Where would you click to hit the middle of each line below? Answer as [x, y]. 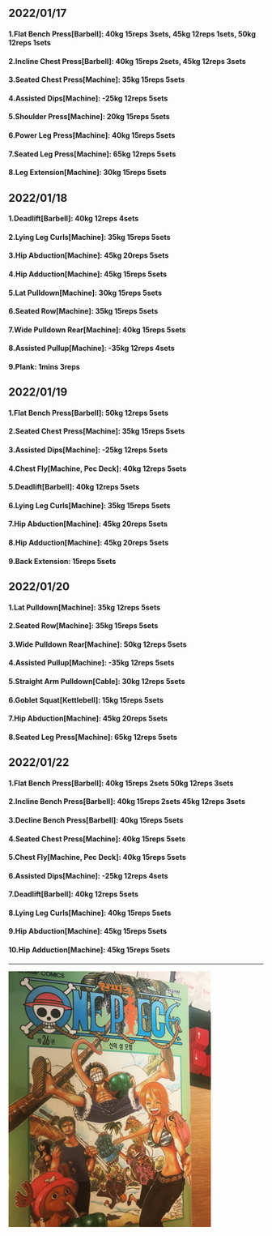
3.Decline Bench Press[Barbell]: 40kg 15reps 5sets [96, 820]
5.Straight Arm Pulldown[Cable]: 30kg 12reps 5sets [97, 681]
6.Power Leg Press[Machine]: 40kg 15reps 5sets [92, 135]
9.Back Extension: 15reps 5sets [62, 561]
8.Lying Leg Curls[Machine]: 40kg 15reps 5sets [90, 913]
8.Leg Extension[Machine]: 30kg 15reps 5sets [87, 173]
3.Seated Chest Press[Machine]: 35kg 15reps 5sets [97, 79]
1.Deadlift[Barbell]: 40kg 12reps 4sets [74, 219]
